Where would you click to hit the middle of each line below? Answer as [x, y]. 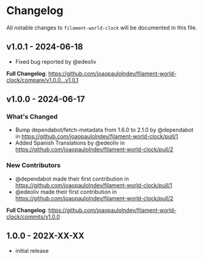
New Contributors [34, 165]
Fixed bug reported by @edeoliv [56, 61]
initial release [32, 250]
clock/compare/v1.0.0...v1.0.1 [42, 80]
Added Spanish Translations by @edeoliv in [70, 143]
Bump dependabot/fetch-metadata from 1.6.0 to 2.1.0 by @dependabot [104, 130]
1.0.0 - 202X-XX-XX [45, 236]
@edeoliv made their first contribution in [66, 192]
